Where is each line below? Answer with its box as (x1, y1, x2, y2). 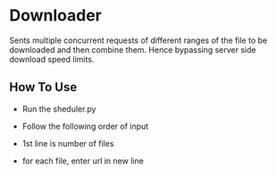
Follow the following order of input (21, 121, 149, 131)
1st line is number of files (21, 137, 114, 148)
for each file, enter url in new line (21, 155, 145, 166)
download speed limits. (9, 54, 95, 64)
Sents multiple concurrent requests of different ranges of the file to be (9, 35, 268, 46)
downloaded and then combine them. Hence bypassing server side (9, 44, 256, 54)
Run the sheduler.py (21, 104, 96, 114)
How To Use (9, 79, 78, 95)
